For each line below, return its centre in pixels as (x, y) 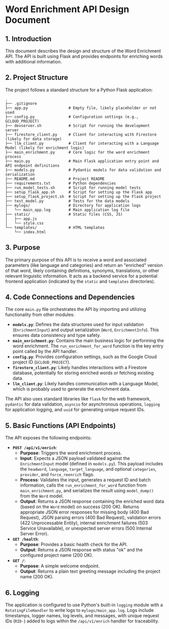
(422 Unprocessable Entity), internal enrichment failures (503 (84, 523)
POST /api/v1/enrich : (35, 448)
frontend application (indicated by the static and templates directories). (80, 281)
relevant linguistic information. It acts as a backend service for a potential (81, 276)
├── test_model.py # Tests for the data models (67, 201)
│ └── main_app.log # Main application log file (67, 210)
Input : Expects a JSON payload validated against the (75, 458)
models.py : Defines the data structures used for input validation (78, 325)
